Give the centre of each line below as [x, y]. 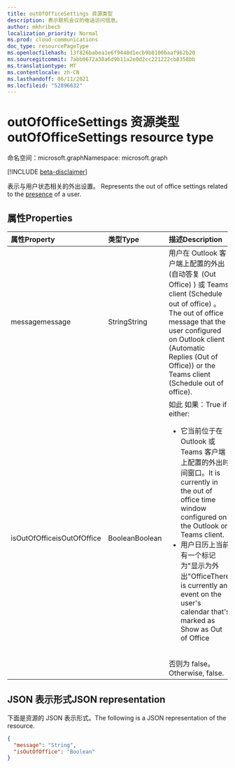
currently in [199, 482]
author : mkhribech [34, 27]
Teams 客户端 [203, 452]
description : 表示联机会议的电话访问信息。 [64, 20]
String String [128, 322]
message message [41, 322]
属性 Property [33, 239]
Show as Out [201, 629]
